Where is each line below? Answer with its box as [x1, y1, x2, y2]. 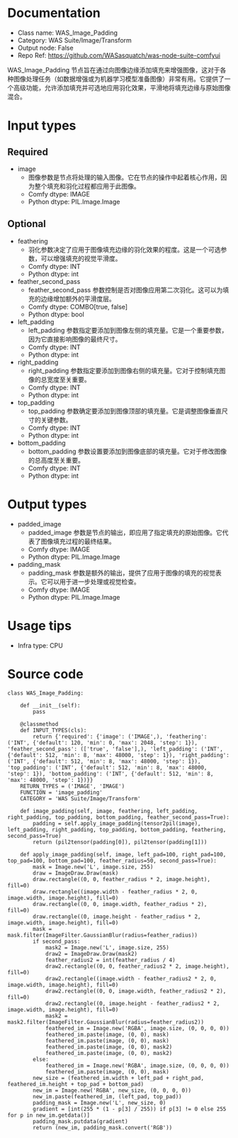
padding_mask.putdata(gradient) [33, 1117, 129, 1125]
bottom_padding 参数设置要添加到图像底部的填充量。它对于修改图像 [28, 447, 227, 455]
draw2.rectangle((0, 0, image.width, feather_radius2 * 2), [45, 988, 227, 995]
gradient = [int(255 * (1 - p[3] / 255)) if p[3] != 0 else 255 [33, 1105, 227, 1112]
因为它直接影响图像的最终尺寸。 [28, 335, 122, 343]
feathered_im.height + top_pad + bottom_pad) [7, 1081, 144, 1088]
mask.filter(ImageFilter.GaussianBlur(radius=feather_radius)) [7, 932, 198, 939]
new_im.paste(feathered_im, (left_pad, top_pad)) [33, 1093, 182, 1100]
